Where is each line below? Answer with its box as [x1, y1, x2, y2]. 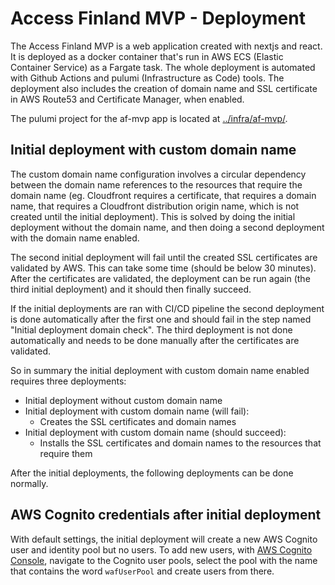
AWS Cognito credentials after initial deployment [10, 507, 322, 524]
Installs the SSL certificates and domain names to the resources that [39, 437, 322, 449]
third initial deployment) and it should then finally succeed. [10, 283, 252, 295]
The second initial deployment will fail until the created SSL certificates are [10, 251, 318, 263]
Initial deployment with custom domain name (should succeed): [24, 426, 287, 438]
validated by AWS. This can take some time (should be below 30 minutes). [10, 262, 317, 274]
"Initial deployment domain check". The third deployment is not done [10, 323, 293, 336]
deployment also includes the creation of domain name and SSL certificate [10, 82, 318, 94]
